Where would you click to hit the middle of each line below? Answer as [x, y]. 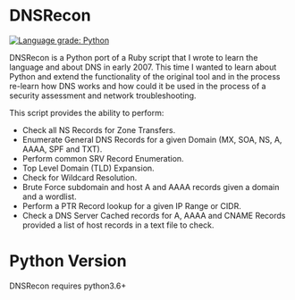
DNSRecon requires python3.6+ [68, 286]
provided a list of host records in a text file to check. [118, 225]
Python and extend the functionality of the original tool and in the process [145, 76]
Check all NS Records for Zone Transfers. [99, 129]
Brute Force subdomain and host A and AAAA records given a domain [151, 187]
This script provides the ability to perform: [87, 112]
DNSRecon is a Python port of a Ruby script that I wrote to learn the [134, 57]
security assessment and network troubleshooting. [103, 96]
